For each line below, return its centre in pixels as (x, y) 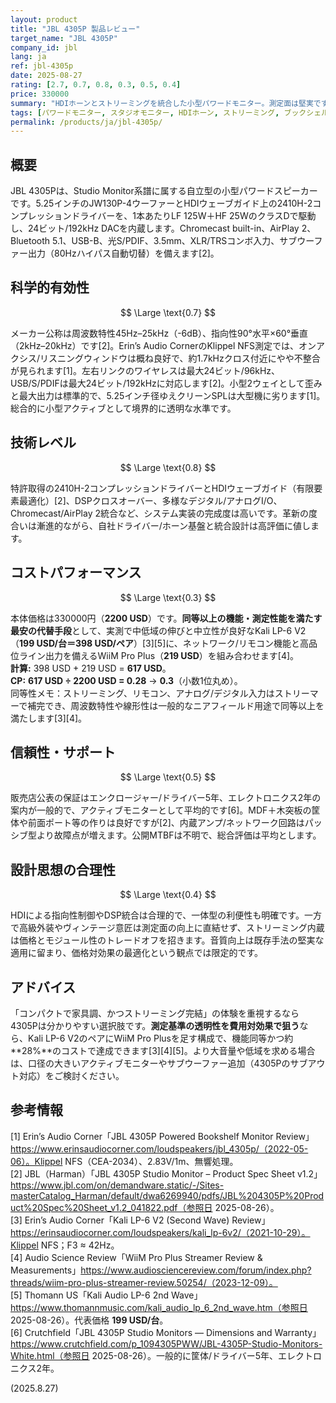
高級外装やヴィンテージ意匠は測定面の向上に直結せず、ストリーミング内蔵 (171, 928)
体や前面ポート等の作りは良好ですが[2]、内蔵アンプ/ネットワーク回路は (157, 823)
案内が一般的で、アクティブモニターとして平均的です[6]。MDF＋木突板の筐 (165, 810)
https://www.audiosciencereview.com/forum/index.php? (196, 1270)
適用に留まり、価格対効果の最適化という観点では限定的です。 (137, 953)
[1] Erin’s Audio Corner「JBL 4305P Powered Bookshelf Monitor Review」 (162, 1136)
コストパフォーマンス (76, 572)
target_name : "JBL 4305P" (64, 38)
